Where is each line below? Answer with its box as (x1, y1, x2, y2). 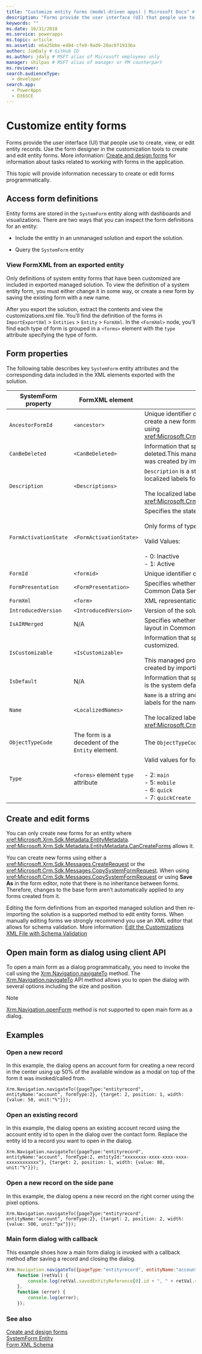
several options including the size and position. (6, 982, 123, 990)
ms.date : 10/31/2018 (6, 25, 58, 32)
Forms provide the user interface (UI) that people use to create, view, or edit (6, 139, 195, 146)
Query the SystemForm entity (14, 245, 84, 253)
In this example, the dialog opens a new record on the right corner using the (6, 1192, 194, 1200)
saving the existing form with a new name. (6, 294, 111, 301)
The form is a (73, 730, 111, 739)
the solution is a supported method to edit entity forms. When (31, 911, 184, 918)
